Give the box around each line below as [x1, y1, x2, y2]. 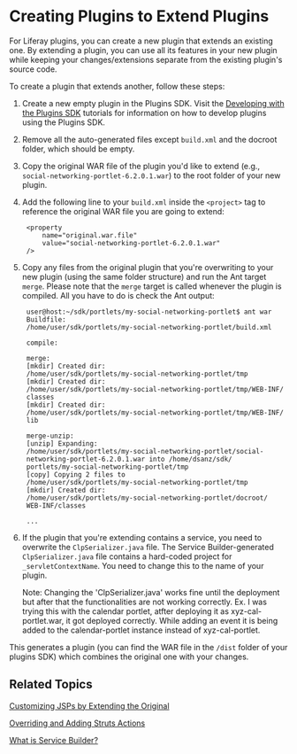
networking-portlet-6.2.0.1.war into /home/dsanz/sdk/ [26, 455, 232, 463]
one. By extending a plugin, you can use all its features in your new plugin [9, 44, 278, 55]
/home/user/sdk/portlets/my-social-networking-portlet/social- [26, 447, 264, 455]
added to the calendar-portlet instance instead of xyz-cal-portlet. [21, 625, 261, 635]
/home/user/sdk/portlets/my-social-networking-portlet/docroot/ [26, 494, 268, 502]
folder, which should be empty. [21, 144, 135, 154]
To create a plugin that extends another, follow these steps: [9, 81, 225, 91]
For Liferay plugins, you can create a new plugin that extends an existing [9, 35, 274, 46]
